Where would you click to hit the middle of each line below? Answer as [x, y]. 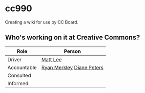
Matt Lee [52, 59]
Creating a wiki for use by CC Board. [42, 22]
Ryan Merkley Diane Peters [72, 68]
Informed [18, 83]
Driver [15, 59]
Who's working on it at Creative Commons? [72, 37]
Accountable [22, 68]
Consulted [19, 75]
